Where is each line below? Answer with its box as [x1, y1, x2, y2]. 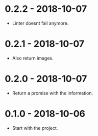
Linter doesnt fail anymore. [12, 20, 69, 26]
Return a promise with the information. [12, 90, 93, 96]
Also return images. [12, 55, 54, 61]
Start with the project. [12, 125, 58, 131]
